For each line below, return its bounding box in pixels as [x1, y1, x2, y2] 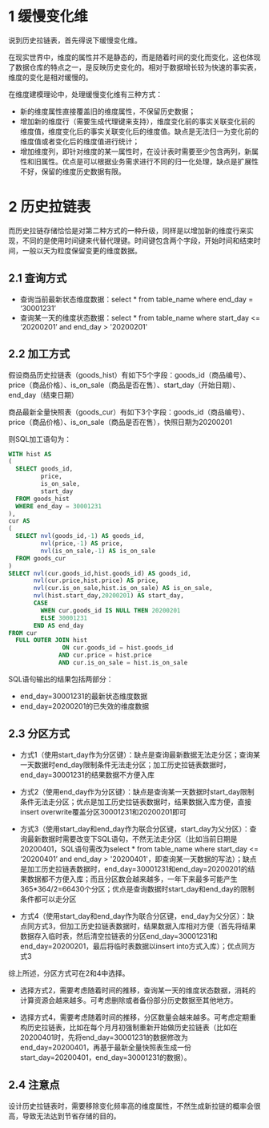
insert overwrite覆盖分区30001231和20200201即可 [19, 807, 187, 816]
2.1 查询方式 [8, 272, 67, 285]
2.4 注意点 [8, 1078, 60, 1092]
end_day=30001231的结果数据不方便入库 [19, 770, 155, 779]
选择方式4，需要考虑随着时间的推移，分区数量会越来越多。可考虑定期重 [19, 1012, 256, 1022]
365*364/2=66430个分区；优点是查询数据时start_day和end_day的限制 [19, 883, 255, 894]
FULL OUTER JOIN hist [15, 637, 88, 645]
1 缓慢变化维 [8, 7, 88, 26]
